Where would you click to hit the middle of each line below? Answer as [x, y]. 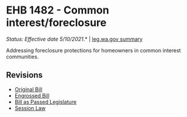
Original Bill [29, 89]
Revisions [24, 75]
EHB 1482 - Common [58, 10]
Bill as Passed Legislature [46, 102]
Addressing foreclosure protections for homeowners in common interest [93, 50]
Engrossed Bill [32, 95]
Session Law [30, 108]
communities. [23, 56]
